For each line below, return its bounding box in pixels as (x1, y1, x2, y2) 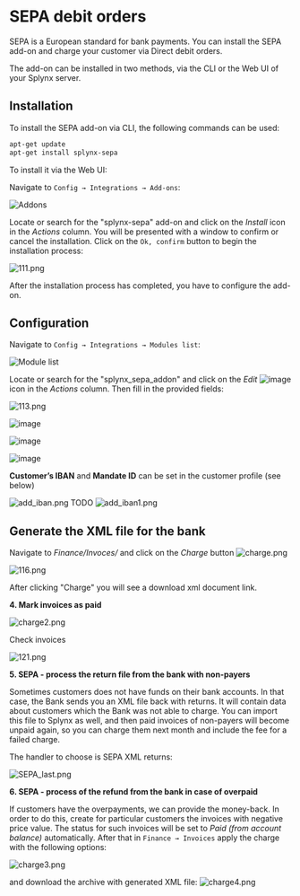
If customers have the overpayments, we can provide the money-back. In (9, 804, 280, 814)
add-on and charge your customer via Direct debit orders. (9, 45, 223, 56)
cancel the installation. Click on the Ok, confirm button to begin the (9, 235, 257, 246)
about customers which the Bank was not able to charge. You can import (9, 706, 278, 716)
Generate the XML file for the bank (9, 523, 206, 539)
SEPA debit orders (9, 6, 147, 27)
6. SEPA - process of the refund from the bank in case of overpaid (9, 786, 258, 797)
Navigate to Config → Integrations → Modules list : (9, 339, 201, 350)
